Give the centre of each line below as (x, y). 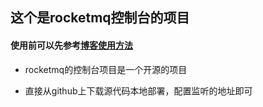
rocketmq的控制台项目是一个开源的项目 (106, 69)
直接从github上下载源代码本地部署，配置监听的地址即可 (138, 90)
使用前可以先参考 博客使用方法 (71, 45)
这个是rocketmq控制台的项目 (100, 18)
